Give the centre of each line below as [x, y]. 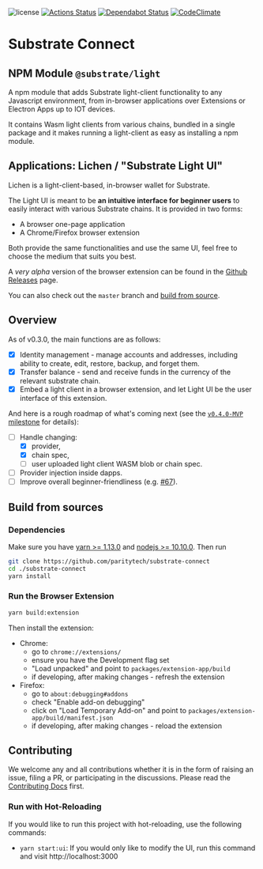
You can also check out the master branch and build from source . [114, 295]
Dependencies [37, 530]
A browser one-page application [72, 224]
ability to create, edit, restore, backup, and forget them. [109, 363]
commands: [28, 832]
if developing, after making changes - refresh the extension [128, 677]
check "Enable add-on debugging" [88, 702]
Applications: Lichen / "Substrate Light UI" [115, 166]
